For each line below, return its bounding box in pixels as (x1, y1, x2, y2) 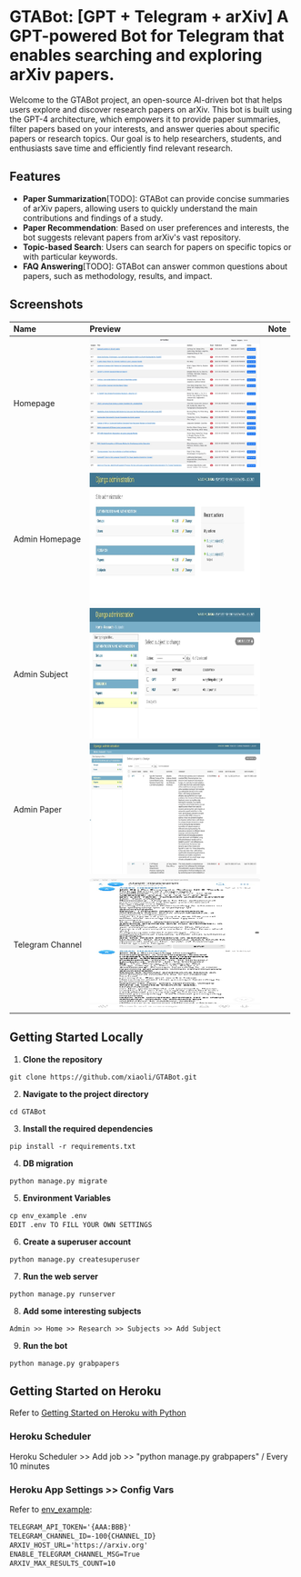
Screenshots (9, 297, 84, 313)
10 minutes (9, 1461, 50, 1472)
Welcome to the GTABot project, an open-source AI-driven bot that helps (9, 94, 283, 105)
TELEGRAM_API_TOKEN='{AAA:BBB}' (9, 1522, 132, 1532)
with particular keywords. (22, 251, 118, 262)
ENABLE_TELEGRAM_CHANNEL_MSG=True (9, 1550, 141, 1560)
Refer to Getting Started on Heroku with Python (9, 1407, 186, 1419)
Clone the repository (22, 1053, 103, 1064)
